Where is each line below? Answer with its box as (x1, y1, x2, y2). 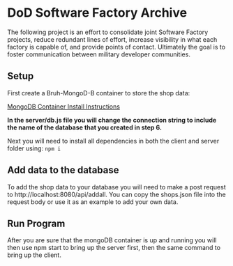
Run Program (7, 217, 66, 229)
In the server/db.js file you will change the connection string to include (7, 116, 217, 124)
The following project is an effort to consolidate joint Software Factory (7, 28, 209, 36)
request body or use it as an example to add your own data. (7, 197, 179, 206)
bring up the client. (7, 251, 61, 259)
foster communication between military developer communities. (7, 50, 190, 58)
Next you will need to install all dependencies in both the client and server (7, 136, 220, 145)
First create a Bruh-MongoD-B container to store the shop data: (7, 88, 190, 97)
